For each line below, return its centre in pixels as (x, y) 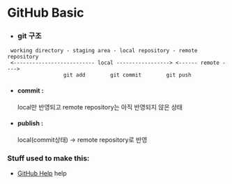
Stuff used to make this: (48, 158)
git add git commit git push (127, 75)
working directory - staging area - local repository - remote (104, 51)
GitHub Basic (46, 13)
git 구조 (29, 36)
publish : (30, 123)
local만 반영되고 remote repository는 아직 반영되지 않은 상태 (100, 107)
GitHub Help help (42, 174)
